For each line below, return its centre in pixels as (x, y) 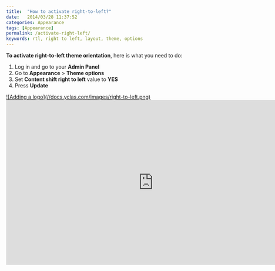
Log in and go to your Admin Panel (57, 67)
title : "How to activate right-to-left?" (59, 11)
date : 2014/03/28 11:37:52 (42, 17)
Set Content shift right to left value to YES (66, 79)
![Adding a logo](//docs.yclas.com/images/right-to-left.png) (78, 97)
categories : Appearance (35, 22)
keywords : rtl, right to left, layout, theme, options (75, 39)
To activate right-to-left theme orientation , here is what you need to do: (94, 55)
